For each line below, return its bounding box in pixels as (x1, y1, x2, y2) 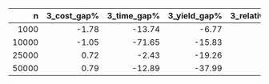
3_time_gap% (106, 10, 160, 21)
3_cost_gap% (46, 10, 100, 21)
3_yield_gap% (167, 10, 223, 21)
